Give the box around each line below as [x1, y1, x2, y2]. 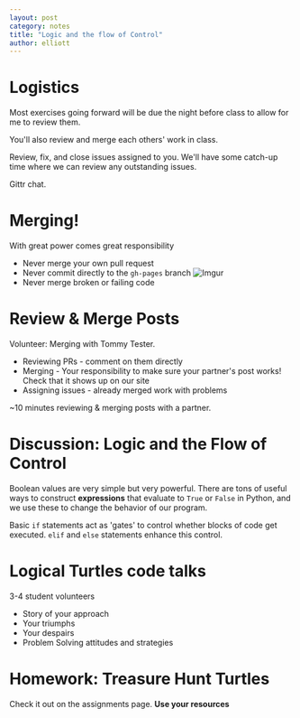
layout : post [9, 13, 59, 23]
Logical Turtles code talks [9, 561, 207, 582]
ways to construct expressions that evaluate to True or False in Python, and [9, 493, 291, 503]
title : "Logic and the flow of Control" [9, 30, 164, 39]
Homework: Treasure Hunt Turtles [9, 669, 270, 689]
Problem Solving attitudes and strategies [22, 637, 174, 648]
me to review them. [9, 117, 81, 127]
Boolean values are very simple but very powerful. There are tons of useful [9, 483, 287, 493]
